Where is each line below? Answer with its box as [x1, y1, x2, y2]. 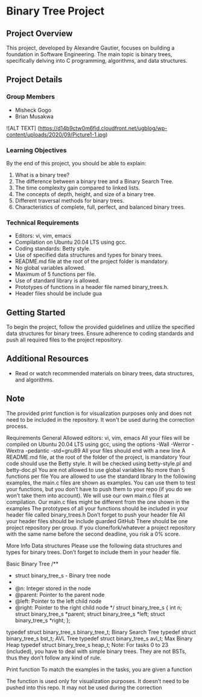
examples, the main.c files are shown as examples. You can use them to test [6, 479, 196, 486]
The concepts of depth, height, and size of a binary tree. [14, 190, 156, 197]
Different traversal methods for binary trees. [14, 197, 125, 204]
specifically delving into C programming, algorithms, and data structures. [6, 57, 188, 64]
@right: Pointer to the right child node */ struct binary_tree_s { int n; [14, 603, 183, 611]
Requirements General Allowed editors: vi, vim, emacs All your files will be [6, 434, 190, 441]
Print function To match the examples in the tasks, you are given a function [6, 666, 192, 673]
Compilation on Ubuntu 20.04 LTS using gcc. [14, 238, 127, 246]
